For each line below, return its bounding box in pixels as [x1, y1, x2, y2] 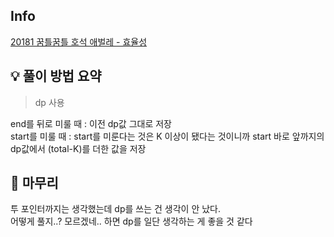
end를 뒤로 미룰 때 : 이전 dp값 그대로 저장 [10, 117, 173, 129]
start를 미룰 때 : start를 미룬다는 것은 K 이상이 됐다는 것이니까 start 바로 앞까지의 [10, 130, 325, 142]
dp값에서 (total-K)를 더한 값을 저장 [10, 142, 147, 154]
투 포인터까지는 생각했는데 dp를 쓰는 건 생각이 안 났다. [10, 203, 222, 215]
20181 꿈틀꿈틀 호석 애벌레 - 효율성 [10, 35, 148, 48]
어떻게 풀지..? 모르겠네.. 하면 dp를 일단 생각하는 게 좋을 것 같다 [10, 215, 253, 228]
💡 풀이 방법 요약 [10, 68, 102, 85]
